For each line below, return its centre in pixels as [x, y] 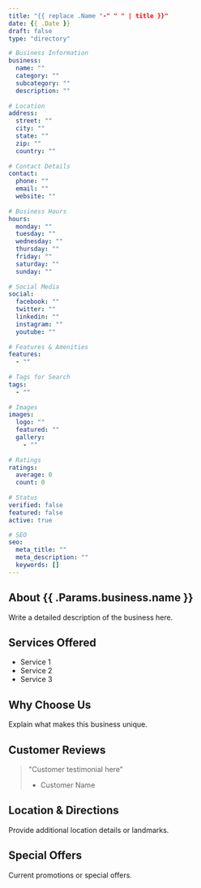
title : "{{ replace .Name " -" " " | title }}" [88, 16]
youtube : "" [36, 332]
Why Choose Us [50, 704]
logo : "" [30, 422]
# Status [23, 497]
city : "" [30, 129]
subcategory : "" [43, 83]
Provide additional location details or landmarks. [89, 830]
